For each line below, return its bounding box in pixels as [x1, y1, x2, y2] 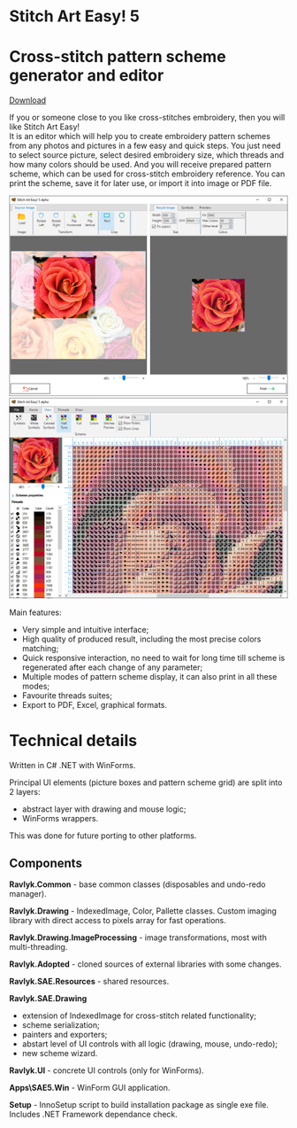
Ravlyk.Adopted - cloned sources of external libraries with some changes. [9, 959, 282, 969]
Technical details [9, 730, 138, 751]
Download [9, 95, 47, 105]
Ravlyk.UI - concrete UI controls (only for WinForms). [9, 1065, 205, 1076]
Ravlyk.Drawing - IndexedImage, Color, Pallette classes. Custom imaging [9, 906, 277, 916]
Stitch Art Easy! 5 [9, 6, 140, 27]
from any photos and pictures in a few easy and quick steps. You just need [9, 140, 281, 152]
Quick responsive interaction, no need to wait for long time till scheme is [21, 652, 286, 663]
